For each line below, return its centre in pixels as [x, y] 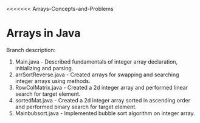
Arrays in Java [43, 33]
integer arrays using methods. [53, 81]
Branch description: [31, 50]
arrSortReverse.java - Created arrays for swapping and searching [97, 75]
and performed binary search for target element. [76, 107]
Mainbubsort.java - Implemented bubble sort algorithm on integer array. [105, 113]
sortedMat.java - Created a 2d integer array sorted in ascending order [102, 100]
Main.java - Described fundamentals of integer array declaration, [96, 62]
